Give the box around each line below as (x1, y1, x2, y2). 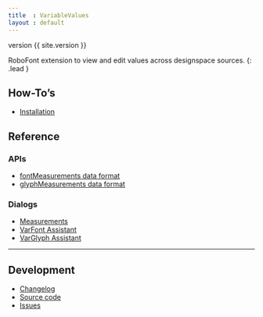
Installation (19, 107, 56, 117)
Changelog (19, 284, 56, 294)
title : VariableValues (8, 11, 89, 20)
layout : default (8, 19, 65, 27)
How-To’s (8, 86, 56, 99)
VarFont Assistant (19, 225, 77, 235)
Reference (8, 130, 60, 143)
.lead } (8, 63, 30, 73)
